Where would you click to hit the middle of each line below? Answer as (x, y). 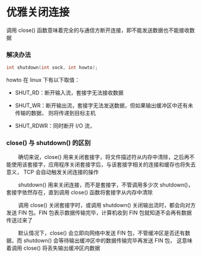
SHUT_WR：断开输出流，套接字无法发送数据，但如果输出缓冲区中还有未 (104, 105)
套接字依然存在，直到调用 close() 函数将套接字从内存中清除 (80, 193)
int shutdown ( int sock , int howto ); (52, 68)
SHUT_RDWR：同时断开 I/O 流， (55, 126)
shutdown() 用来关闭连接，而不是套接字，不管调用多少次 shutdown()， (106, 185)
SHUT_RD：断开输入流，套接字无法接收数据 (69, 93)
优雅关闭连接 (38, 12)
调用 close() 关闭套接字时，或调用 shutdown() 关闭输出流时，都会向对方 (107, 205)
